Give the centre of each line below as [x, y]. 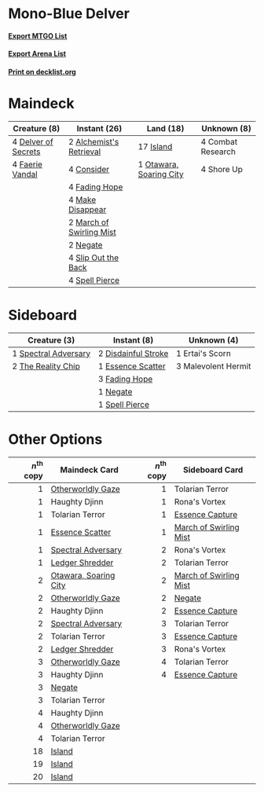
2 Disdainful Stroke [133, 353]
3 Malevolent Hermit [214, 366]
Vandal [25, 174]
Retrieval [84, 152]
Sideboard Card [213, 470]
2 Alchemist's [93, 141]
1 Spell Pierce [124, 404]
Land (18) [165, 128]
